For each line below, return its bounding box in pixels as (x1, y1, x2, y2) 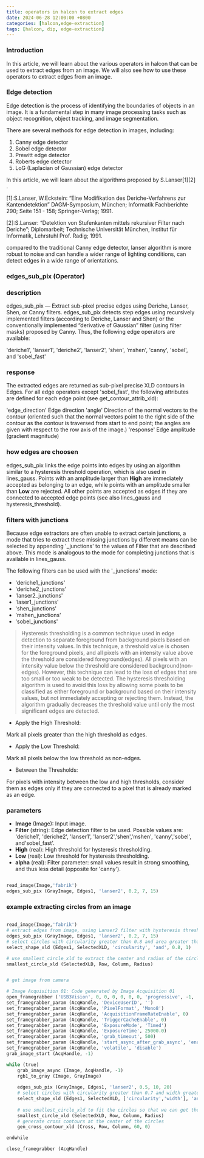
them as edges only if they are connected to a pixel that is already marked (6, 784, 192, 792)
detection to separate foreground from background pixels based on (21, 636, 190, 643)
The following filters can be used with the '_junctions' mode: (6, 567, 158, 574)
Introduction (6, 46, 44, 55)
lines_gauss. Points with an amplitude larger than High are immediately (6, 475, 183, 482)
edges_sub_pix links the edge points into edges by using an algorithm (6, 461, 181, 469)
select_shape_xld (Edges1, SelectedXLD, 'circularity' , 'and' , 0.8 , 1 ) (6, 944, 191, 950)
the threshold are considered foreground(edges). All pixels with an (21, 655, 188, 663)
